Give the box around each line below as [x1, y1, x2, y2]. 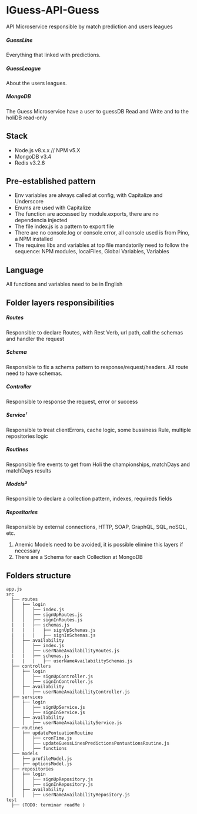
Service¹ [6, 411, 28, 418]
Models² [6, 480, 28, 488]
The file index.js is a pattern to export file [14, 223, 115, 230]
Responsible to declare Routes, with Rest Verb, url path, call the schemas [6, 329, 183, 336]
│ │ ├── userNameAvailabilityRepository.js [11, 792, 131, 798]
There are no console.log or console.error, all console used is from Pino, [14, 229, 190, 236]
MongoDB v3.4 [14, 153, 52, 160]
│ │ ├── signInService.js [11, 709, 85, 716]
